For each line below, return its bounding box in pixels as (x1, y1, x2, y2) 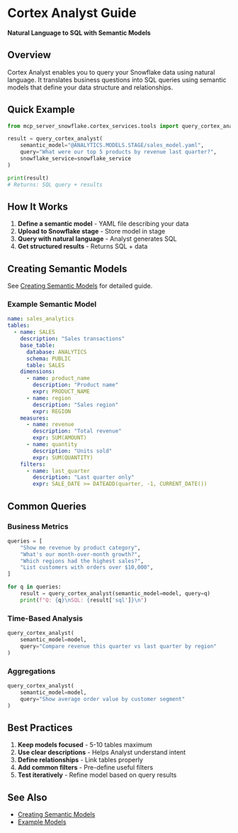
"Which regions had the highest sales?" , (20, 557, 144, 565)
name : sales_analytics (7, 315, 74, 322)
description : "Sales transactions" (20, 335, 125, 342)
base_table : (20, 342, 55, 349)
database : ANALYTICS (25, 348, 87, 356)
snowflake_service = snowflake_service (20, 155, 132, 163)
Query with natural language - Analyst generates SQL (17, 234, 177, 243)
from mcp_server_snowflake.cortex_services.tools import (7, 122, 179, 129)
